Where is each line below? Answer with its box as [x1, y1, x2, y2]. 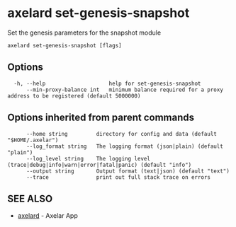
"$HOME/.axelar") [7, 136, 59, 144]
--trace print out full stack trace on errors [26, 173, 211, 181]
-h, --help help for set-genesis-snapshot [13, 80, 201, 87]
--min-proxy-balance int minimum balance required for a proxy [26, 86, 223, 93]
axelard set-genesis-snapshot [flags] [7, 42, 122, 49]
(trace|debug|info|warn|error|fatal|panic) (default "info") [7, 161, 192, 168]
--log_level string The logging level [26, 155, 151, 162]
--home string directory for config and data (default [26, 130, 218, 137]
